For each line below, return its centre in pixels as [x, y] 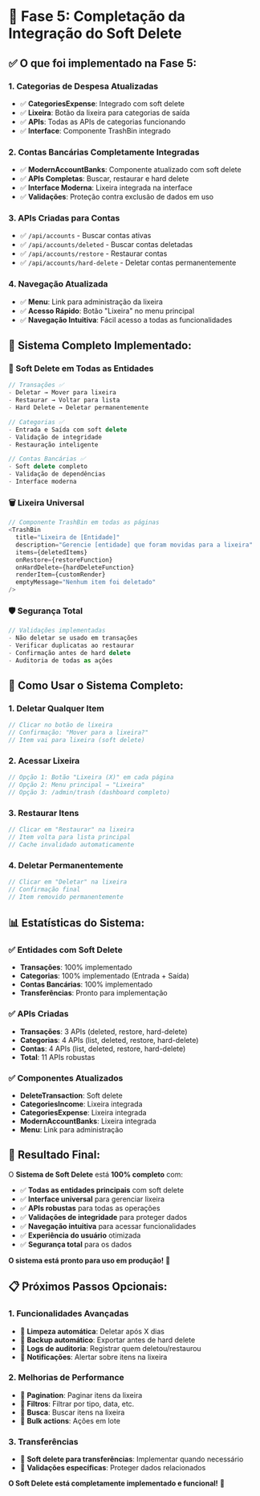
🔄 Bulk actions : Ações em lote [70, 1420]
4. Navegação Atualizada [58, 284]
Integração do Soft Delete [95, 33]
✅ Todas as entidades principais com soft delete [102, 1189]
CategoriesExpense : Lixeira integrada [83, 1113]
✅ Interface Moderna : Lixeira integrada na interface [106, 188]
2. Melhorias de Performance [66, 1378]
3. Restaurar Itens [44, 813]
